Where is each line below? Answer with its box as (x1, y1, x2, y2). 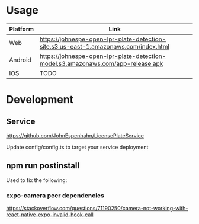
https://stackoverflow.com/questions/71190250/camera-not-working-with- (6, 205, 188, 212)
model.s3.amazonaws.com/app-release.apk (39, 59, 163, 68)
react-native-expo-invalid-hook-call (6, 211, 94, 218)
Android (9, 56, 31, 64)
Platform (9, 25, 34, 33)
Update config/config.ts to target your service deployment (6, 143, 149, 151)
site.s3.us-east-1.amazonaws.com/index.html (39, 42, 170, 50)
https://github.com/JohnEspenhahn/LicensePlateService (6, 132, 144, 139)
